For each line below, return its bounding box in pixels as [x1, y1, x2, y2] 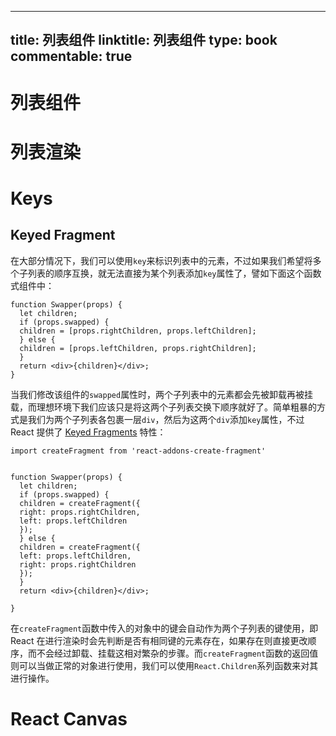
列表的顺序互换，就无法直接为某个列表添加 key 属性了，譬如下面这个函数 [27, 267, 322, 279]
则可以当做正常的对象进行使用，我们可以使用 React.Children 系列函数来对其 [10, 659, 319, 671]
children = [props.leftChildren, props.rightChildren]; [19, 343, 257, 353]
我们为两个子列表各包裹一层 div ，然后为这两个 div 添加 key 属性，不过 [27, 413, 305, 425]
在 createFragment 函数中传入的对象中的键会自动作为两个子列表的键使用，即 [10, 622, 319, 634]
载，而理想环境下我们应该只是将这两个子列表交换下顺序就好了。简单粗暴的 [10, 401, 317, 413]
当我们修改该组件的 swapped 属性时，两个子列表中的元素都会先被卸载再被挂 [10, 388, 314, 400]
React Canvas [10, 707, 128, 730]
